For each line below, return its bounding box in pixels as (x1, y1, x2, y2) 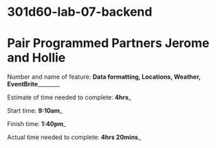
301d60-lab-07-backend (7, 4, 153, 20)
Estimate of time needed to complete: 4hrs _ (7, 93, 132, 101)
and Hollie (7, 50, 66, 66)
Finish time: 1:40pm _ (7, 120, 67, 128)
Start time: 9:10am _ (7, 107, 63, 115)
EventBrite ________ (7, 80, 61, 88)
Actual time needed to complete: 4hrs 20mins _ (7, 133, 141, 141)
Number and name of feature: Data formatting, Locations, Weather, (7, 73, 201, 81)
